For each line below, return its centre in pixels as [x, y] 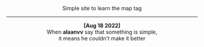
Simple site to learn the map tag [102, 8]
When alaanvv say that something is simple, [102, 32]
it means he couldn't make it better [102, 38]
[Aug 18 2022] [102, 26]
